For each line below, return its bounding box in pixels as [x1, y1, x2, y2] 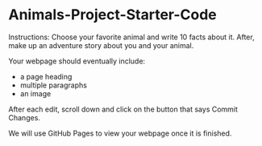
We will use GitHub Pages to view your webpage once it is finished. [8, 128, 232, 138]
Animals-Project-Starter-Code [8, 6, 218, 24]
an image [19, 88, 52, 98]
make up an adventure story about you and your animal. [8, 40, 194, 50]
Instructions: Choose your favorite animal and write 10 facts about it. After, [8, 32, 256, 42]
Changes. [8, 112, 40, 122]
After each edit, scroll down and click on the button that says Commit [8, 104, 238, 114]
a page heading [19, 71, 73, 81]
